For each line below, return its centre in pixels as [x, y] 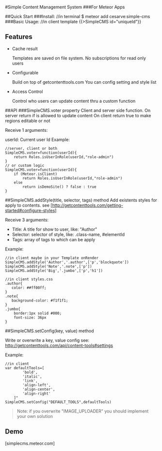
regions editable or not [28, 121]
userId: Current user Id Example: [38, 139]
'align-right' [37, 394]
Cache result [25, 49]
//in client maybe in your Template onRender [52, 258]
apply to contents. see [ [29, 205]
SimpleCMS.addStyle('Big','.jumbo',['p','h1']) [54, 271]
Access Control [27, 91]
